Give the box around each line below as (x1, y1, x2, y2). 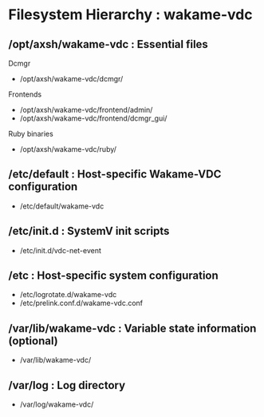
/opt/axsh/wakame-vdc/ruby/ (19, 145, 117, 153)
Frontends (8, 89, 42, 99)
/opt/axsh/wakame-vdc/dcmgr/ (19, 74, 124, 83)
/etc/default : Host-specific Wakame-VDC (8, 168, 222, 181)
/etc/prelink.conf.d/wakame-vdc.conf (19, 298, 144, 308)
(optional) (8, 334, 58, 347)
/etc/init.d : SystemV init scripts (8, 224, 170, 238)
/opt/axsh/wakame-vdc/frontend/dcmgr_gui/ (19, 113, 167, 123)
